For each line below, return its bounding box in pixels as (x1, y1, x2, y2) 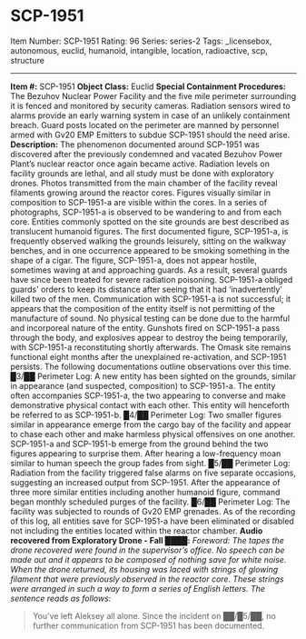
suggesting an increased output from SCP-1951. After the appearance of (10, 476, 281, 487)
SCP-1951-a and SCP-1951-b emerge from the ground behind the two (10, 438, 269, 449)
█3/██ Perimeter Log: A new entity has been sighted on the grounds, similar (10, 370, 296, 382)
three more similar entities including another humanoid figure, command (10, 486, 281, 497)
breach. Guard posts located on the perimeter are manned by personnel (10, 119, 280, 130)
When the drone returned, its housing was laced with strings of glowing (10, 564, 279, 574)
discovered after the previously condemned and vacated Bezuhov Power (10, 148, 283, 159)
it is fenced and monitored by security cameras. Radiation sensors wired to (10, 100, 291, 111)
